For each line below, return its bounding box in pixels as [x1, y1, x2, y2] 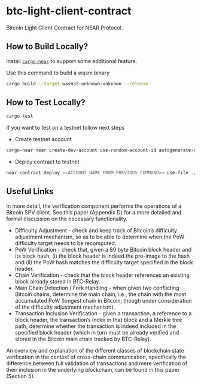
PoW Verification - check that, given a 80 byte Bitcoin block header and [14, 246, 191, 253]
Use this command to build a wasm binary [6, 69, 110, 76]
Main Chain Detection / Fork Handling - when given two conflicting [14, 284, 179, 291]
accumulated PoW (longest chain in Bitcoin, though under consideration [14, 297, 193, 304]
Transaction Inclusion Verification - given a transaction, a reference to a [14, 309, 192, 317]
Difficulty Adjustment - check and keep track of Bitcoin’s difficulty [14, 226, 178, 234]
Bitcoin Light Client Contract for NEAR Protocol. [6, 24, 123, 31]
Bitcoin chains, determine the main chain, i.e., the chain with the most [14, 290, 187, 298]
